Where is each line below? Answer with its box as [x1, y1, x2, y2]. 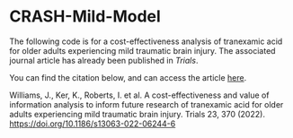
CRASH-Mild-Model [9, 6, 162, 27]
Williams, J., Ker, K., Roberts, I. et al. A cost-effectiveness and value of [9, 90, 270, 100]
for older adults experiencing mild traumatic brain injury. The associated [9, 45, 276, 56]
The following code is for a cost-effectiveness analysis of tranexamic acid [9, 36, 283, 47]
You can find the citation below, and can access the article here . [9, 72, 247, 82]
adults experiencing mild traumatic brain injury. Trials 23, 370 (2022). [9, 108, 265, 119]
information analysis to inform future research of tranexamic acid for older [9, 99, 284, 109]
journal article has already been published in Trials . [9, 55, 199, 65]
